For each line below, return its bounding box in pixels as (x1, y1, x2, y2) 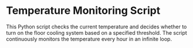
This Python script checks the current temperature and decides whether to (6, 23, 187, 30)
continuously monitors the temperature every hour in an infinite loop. (6, 35, 172, 42)
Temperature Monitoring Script (6, 4, 161, 17)
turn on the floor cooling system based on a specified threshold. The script (6, 29, 188, 36)
